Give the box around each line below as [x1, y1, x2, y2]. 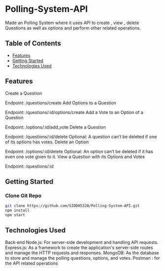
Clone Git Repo [5, 192, 42, 199]
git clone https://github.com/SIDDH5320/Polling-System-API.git [5, 203, 140, 208]
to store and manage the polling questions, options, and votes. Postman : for [5, 255, 160, 261]
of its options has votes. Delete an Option [5, 139, 89, 145]
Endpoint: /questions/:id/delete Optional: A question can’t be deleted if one [5, 134, 157, 139]
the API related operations [5, 260, 58, 266]
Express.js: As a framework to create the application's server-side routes [5, 244, 153, 250]
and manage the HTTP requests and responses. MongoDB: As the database [5, 250, 159, 256]
